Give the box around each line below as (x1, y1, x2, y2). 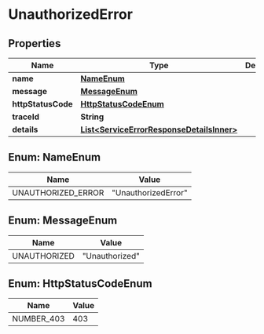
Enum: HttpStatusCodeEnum (8, 277, 152, 291)
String (80, 111, 104, 122)
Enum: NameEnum (8, 151, 101, 164)
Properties (8, 37, 61, 50)
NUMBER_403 (12, 314, 65, 325)
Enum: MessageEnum (8, 214, 118, 227)
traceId (12, 111, 39, 122)
